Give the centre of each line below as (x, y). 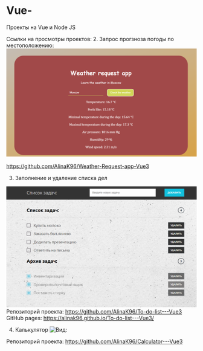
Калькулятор (31, 330)
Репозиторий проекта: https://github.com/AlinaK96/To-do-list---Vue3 (94, 312)
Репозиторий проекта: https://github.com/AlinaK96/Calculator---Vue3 (95, 341)
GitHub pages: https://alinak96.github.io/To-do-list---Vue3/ (80, 318)
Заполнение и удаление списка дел (61, 178)
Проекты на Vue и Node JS (41, 27)
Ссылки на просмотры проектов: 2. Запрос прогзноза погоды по (90, 39)
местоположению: (30, 45)
